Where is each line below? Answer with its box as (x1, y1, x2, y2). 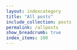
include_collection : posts (6, 19, 72, 25)
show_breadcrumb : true (6, 30, 61, 36)
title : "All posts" (6, 14, 54, 20)
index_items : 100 (6, 35, 48, 41)
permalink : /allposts (6, 24, 59, 30)
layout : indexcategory (6, 8, 61, 14)
